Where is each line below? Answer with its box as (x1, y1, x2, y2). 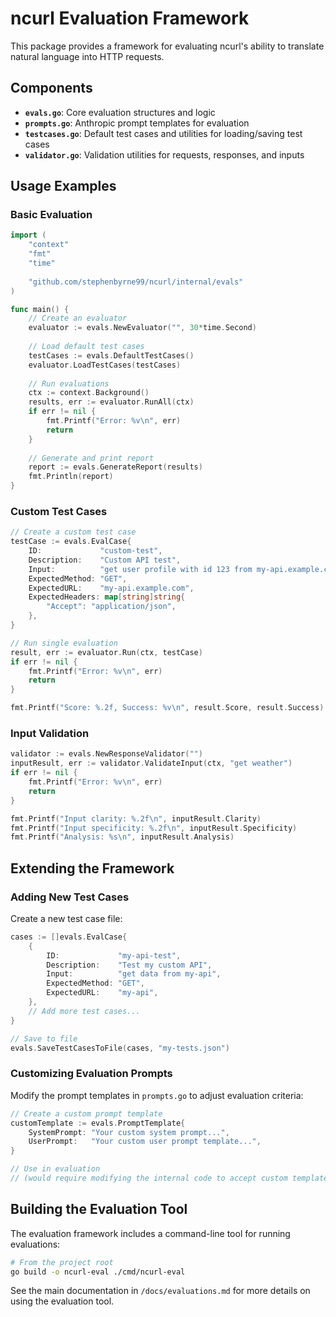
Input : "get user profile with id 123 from (28, 564, 253, 574)
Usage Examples (10, 178, 117, 195)
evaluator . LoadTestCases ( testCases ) (28, 360, 182, 370)
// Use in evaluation (10, 1164, 101, 1174)
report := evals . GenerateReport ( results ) (28, 462, 203, 472)
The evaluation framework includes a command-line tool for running (10, 1227, 291, 1239)
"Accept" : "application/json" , (46, 602, 177, 612)
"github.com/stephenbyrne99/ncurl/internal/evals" (28, 277, 244, 287)
